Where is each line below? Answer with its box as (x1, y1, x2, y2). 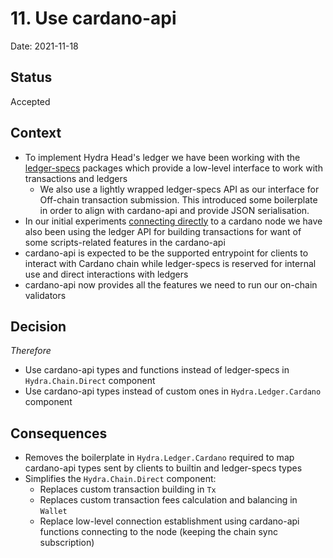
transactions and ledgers (24, 172, 128, 184)
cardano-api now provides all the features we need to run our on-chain (24, 278, 318, 291)
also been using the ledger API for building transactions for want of (24, 225, 302, 237)
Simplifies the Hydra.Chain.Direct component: (24, 473, 217, 485)
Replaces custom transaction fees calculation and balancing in (39, 494, 298, 506)
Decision (10, 318, 67, 335)
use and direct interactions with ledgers (24, 268, 189, 280)
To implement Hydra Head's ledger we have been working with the (24, 151, 301, 163)
